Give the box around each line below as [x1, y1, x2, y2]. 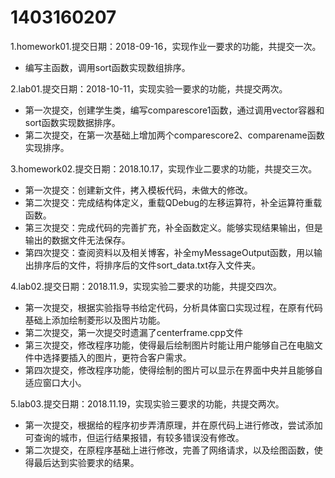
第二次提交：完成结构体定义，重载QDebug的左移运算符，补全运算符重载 [24, 196, 323, 208]
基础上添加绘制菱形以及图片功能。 [24, 314, 166, 326]
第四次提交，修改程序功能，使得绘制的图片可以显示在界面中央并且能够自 [24, 364, 323, 376]
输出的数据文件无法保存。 [24, 234, 131, 246]
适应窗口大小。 [24, 376, 87, 388]
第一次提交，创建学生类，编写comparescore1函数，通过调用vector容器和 [24, 104, 325, 116]
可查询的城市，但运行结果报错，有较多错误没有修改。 [24, 431, 245, 443]
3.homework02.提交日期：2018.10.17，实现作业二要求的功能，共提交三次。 [10, 162, 318, 175]
